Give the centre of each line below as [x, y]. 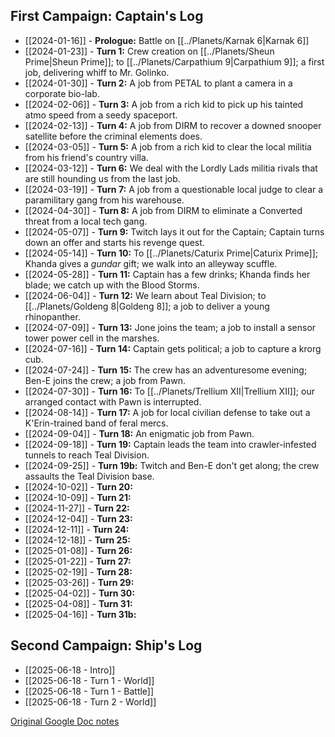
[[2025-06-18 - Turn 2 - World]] [90, 701]
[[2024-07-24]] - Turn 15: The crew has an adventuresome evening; [166, 370]
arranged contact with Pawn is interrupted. [113, 401]
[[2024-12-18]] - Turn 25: [77, 540]
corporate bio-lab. [62, 93]
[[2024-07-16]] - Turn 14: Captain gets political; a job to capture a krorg [173, 348]
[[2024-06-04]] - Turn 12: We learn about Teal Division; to [145, 295]
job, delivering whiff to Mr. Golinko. [97, 72]
